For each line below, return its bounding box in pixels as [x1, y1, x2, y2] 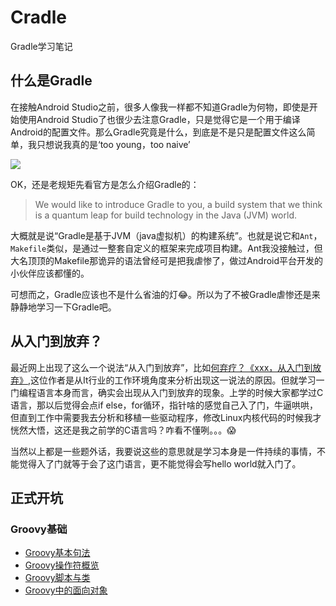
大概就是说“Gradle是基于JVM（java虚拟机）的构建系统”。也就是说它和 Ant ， [10, 229, 323, 241]
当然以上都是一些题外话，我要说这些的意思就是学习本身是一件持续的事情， [10, 445, 317, 457]
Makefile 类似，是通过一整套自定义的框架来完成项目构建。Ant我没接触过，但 [10, 242, 323, 254]
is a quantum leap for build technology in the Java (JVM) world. [34, 209, 297, 221]
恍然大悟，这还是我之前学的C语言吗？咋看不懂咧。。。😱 [10, 424, 237, 436]
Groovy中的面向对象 [24, 584, 108, 596]
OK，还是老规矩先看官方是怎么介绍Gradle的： [10, 178, 200, 190]
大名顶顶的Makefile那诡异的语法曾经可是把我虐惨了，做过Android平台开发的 [10, 254, 324, 266]
